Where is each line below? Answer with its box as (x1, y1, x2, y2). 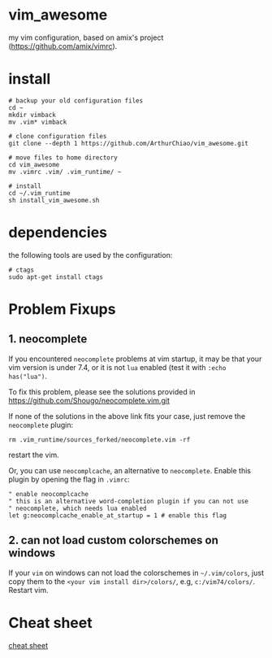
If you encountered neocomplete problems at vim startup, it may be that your (8, 354, 262, 364)
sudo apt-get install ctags (8, 272, 104, 281)
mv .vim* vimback (8, 118, 67, 126)
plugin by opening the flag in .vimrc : (8, 474, 130, 484)
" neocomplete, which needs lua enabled (8, 504, 148, 512)
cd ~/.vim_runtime (8, 189, 71, 197)
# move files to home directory (8, 153, 118, 162)
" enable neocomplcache (8, 490, 89, 498)
